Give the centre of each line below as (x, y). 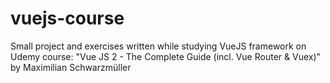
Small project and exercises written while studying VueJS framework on (158, 46)
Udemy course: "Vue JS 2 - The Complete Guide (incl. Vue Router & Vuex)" (166, 56)
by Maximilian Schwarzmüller (71, 67)
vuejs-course (67, 18)
